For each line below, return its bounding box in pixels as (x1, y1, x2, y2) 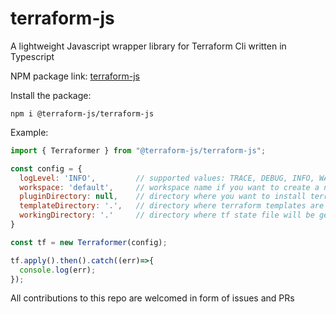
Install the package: (10, 89, 92, 101)
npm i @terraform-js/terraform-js (10, 108, 155, 119)
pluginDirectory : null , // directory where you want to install (19, 192, 307, 202)
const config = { (10, 163, 83, 174)
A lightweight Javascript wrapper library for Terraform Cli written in (10, 40, 287, 52)
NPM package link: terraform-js (10, 70, 140, 82)
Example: (10, 126, 49, 138)
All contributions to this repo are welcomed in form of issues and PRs (10, 292, 295, 304)
